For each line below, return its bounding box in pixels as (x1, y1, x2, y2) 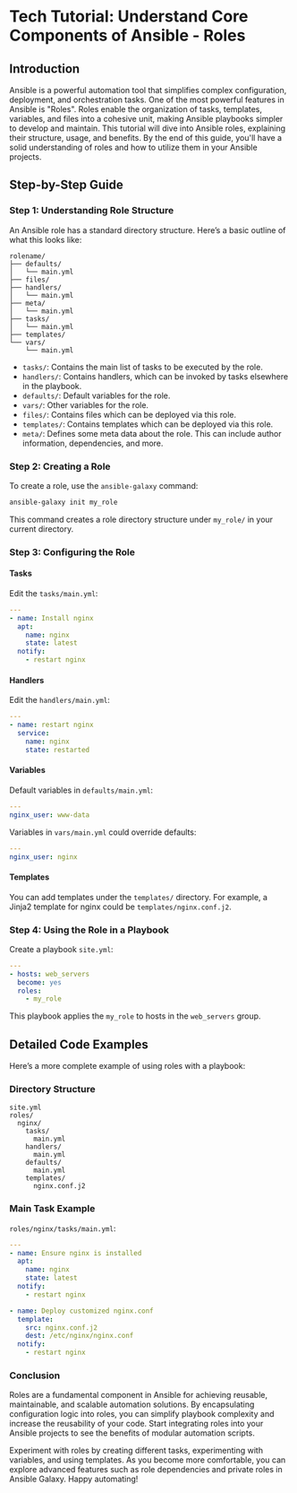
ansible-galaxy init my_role (9, 498, 118, 507)
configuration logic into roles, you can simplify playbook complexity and (9, 1409, 275, 1419)
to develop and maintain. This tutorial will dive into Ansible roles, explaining (9, 123, 286, 134)
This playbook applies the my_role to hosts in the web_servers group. (9, 1011, 261, 1021)
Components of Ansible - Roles (9, 25, 246, 46)
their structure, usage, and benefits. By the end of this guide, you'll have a (9, 133, 283, 143)
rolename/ (9, 251, 47, 261)
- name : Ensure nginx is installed (9, 1248, 142, 1257)
